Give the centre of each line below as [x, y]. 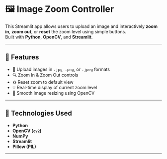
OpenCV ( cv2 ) [27, 131]
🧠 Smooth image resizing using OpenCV [53, 93]
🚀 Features [22, 57]
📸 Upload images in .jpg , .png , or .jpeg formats [61, 69]
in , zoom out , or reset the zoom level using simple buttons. [66, 31]
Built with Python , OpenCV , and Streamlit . [49, 37]
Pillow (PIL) [24, 147]
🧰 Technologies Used [39, 113]
